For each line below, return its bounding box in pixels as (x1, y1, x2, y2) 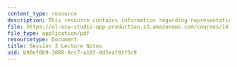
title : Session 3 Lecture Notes (7, 43, 102, 50)
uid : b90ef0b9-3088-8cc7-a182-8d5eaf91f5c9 (7, 50, 138, 57)
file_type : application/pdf (7, 29, 90, 37)
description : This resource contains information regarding (7, 17, 188, 24)
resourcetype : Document (7, 36, 78, 43)
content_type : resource (7, 10, 78, 17)
